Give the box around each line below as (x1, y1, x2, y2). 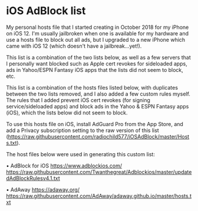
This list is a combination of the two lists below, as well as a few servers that (6, 54, 191, 61)
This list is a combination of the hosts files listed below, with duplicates (6, 84, 179, 91)
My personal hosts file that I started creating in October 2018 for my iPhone (6, 24, 189, 31)
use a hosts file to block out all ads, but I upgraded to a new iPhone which (6, 36, 186, 43)
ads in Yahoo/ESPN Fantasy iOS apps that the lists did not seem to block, (6, 66, 184, 73)
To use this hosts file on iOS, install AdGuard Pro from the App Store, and (6, 120, 184, 127)
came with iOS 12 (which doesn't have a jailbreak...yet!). (6, 42, 142, 50)
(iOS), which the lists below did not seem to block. (6, 109, 128, 116)
